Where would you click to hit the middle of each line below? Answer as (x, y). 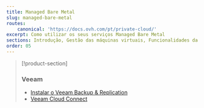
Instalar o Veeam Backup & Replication (79, 93)
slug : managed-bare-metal (39, 18)
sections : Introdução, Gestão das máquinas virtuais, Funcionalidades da (102, 40)
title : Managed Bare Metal (41, 12)
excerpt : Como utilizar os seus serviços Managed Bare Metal (86, 35)
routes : (16, 23)
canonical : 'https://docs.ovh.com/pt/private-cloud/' (87, 29)
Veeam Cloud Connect (59, 99)
